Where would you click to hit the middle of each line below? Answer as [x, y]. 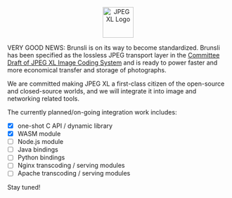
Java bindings [38, 150]
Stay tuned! [24, 187]
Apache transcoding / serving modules [74, 173]
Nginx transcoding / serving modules [71, 166]
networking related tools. [43, 99]
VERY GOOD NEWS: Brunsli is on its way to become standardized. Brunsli [114, 48]
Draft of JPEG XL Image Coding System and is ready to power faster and [112, 62]
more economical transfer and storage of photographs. [87, 70]
